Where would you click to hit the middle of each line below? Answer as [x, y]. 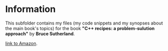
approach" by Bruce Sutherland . [40, 33]
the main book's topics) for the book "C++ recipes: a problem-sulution [80, 28]
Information [30, 9]
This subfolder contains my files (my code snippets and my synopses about [84, 23]
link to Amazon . [22, 43]
